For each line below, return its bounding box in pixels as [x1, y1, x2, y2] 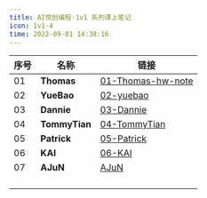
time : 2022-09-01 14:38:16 [9, 29, 109, 38]
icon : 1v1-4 [9, 21, 53, 30]
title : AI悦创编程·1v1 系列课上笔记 [9, 12, 131, 22]
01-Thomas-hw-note [100, 75, 194, 87]
